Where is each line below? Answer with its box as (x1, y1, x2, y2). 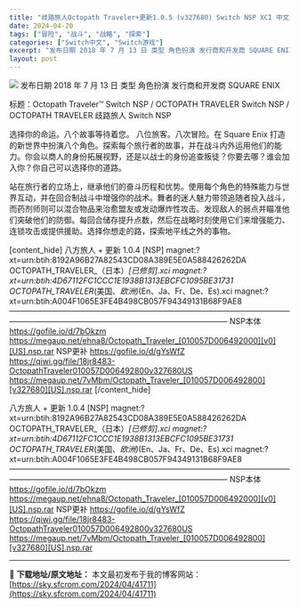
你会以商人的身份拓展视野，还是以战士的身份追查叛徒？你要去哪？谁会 (24, 151, 282, 161)
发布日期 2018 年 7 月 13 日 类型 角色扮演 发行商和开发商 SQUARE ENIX (20, 80, 280, 90)
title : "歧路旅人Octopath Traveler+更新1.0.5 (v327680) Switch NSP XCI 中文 (9, 12, 290, 22)
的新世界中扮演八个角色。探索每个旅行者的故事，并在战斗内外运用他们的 (9, 140, 274, 150)
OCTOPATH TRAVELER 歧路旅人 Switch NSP (9, 110, 172, 120)
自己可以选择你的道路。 (39, 162, 126, 173)
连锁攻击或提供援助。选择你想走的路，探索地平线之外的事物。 (9, 226, 236, 236)
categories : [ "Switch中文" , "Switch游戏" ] (9, 37, 164, 47)
